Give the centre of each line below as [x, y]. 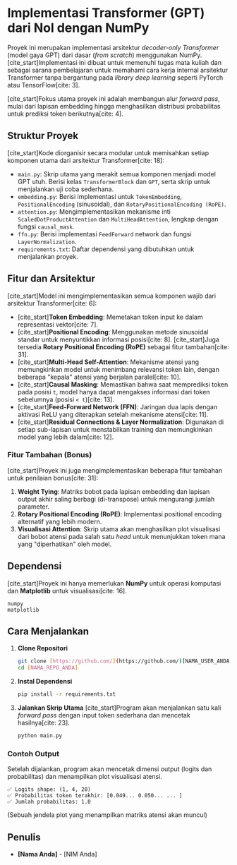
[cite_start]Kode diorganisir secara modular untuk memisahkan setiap [108, 152]
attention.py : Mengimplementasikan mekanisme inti [94, 211]
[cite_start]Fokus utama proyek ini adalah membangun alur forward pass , [114, 98]
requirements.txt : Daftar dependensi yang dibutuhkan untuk [106, 249]
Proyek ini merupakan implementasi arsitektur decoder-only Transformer [113, 47]
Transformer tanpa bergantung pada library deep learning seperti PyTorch [115, 77]
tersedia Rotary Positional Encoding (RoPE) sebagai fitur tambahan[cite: [123, 346]
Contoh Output [34, 754]
